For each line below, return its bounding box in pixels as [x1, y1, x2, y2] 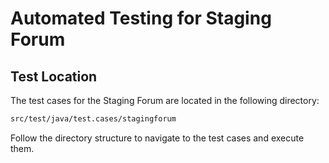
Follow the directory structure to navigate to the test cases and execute [10, 132, 305, 144]
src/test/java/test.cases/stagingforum [10, 114, 177, 124]
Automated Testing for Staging [10, 7, 272, 30]
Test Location [10, 68, 98, 85]
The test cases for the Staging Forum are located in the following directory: [10, 95, 320, 106]
